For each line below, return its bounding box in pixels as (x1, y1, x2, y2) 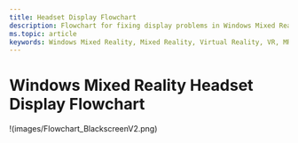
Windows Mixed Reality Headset (9, 76, 255, 95)
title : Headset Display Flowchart (9, 12, 137, 22)
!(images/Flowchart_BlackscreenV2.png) (9, 124, 158, 134)
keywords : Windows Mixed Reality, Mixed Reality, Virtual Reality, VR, (9, 37, 279, 47)
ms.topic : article (9, 29, 77, 38)
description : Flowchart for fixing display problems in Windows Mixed (9, 21, 276, 30)
